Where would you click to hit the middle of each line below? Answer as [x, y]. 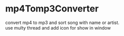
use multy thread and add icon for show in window [58, 27]
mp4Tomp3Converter [52, 9]
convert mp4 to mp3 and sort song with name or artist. [63, 22]
